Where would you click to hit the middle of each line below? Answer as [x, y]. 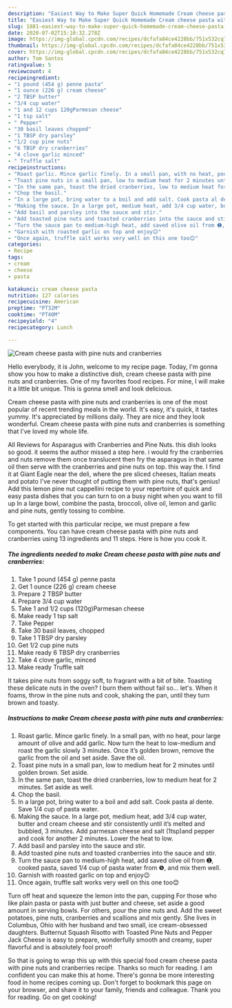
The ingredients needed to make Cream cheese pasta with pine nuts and [114, 554]
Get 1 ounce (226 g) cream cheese [67, 586]
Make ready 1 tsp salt [48, 615]
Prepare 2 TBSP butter [50, 593]
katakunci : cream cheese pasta [53, 289]
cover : [17, 52]
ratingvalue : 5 [30, 65]
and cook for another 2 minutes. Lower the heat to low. [95, 838]
